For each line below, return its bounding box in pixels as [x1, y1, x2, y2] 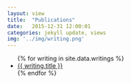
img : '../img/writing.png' [7, 36, 85, 43]
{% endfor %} [17, 69, 57, 78]
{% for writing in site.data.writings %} [17, 54, 124, 62]
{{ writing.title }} [17, 62, 63, 70]
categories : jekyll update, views [7, 29, 107, 36]
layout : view [7, 10, 45, 17]
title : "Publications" [7, 16, 76, 23]
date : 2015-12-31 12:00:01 [7, 23, 91, 29]
